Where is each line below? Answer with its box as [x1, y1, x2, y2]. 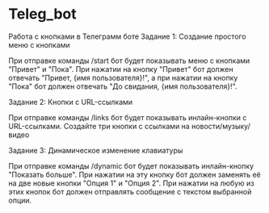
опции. [8, 195, 32, 205]
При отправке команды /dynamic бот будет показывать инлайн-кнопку [8, 161, 254, 170]
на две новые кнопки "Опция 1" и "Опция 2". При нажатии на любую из [8, 178, 254, 188]
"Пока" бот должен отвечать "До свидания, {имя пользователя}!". [8, 81, 237, 91]
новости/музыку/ [191, 121, 250, 131]
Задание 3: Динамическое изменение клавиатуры [8, 145, 183, 155]
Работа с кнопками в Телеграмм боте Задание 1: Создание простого [8, 31, 246, 41]
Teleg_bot [8, 5, 77, 23]
